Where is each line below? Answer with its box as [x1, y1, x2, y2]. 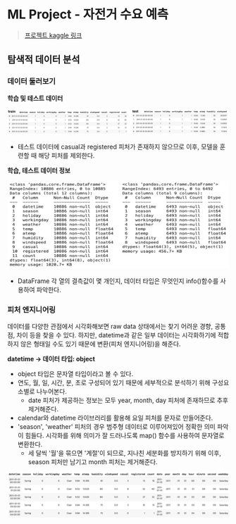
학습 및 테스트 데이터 [7, 94, 63, 102]
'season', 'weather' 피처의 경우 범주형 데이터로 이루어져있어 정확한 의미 [17, 422, 216, 430]
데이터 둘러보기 [7, 77, 56, 87]
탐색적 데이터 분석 [7, 54, 80, 65]
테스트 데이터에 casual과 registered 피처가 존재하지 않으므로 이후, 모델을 [17, 142, 218, 151]
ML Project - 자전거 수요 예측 [7, 6, 169, 23]
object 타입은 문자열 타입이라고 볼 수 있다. [17, 369, 134, 378]
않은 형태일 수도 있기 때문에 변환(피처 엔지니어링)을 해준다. [20, 339, 181, 348]
